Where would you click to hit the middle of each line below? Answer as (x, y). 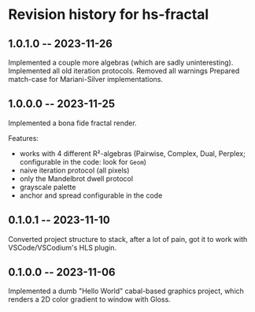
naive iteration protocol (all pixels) (74, 170)
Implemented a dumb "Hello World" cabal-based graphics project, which (126, 291)
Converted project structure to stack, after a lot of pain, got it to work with (128, 239)
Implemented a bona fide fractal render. (72, 123)
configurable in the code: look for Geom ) (83, 162)
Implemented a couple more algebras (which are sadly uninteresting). (121, 62)
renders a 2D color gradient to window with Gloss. (89, 299)
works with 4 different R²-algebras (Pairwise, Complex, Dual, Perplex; (132, 153)
